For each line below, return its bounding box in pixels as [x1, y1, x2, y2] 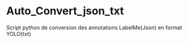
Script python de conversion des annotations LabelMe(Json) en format [6, 24, 183, 31]
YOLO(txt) [6, 30, 31, 37]
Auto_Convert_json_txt [6, 4, 125, 18]
